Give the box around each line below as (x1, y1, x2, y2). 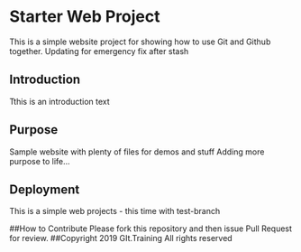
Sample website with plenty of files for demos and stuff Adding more (9, 146, 265, 157)
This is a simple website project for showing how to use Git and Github (9, 36, 271, 47)
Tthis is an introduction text (9, 96, 110, 107)
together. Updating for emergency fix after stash (9, 45, 189, 56)
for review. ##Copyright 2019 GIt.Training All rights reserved (9, 233, 233, 244)
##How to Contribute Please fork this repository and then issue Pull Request (9, 223, 293, 234)
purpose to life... (9, 155, 70, 166)
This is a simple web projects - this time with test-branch (9, 206, 221, 217)
